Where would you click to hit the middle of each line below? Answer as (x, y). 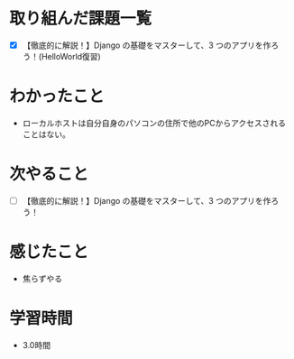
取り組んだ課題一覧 (81, 18)
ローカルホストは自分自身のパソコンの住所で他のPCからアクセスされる (154, 123)
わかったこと (57, 97)
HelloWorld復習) (71, 56)
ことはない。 (46, 134)
